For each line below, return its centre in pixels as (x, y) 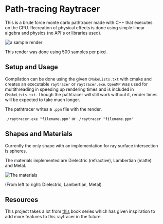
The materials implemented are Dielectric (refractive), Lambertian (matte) (78, 160)
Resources (22, 199)
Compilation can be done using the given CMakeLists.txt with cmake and (78, 79)
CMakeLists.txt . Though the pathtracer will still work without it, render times (81, 94)
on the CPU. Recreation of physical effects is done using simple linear (75, 27)
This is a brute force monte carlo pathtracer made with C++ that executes (79, 22)
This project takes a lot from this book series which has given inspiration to (80, 211)
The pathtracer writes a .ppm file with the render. (54, 109)
